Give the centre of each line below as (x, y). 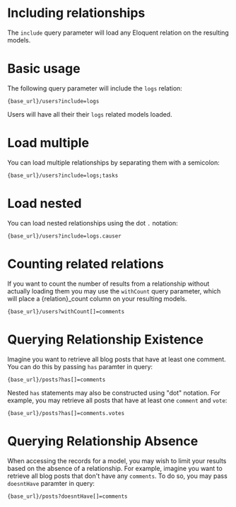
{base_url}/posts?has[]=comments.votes (66, 413)
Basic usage (44, 69)
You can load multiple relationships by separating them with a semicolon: (114, 162)
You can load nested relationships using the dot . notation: (93, 223)
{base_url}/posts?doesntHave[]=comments (68, 496)
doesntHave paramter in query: (51, 483)
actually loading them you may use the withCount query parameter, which (114, 291)
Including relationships (76, 13)
